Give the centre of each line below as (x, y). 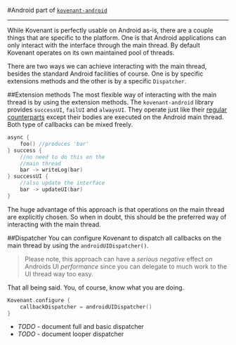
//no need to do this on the (63, 157)
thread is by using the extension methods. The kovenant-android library (111, 102)
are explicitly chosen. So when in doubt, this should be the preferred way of (117, 217)
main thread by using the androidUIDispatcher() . (78, 245)
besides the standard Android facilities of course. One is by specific (105, 74)
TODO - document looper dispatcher (71, 334)
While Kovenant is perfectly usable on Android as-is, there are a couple (110, 30)
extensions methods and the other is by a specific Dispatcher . (97, 81)
